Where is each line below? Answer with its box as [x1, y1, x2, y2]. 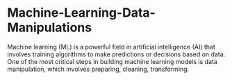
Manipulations [7, 19, 92, 35]
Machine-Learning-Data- [7, 5, 156, 21]
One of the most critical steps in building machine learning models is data [7, 57, 217, 65]
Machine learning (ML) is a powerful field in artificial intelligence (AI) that [7, 42, 215, 51]
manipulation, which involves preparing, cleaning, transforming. [7, 65, 190, 73]
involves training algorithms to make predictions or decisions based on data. [7, 50, 226, 58]
